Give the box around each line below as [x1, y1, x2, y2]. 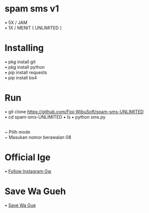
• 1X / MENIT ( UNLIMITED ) [4, 24, 62, 30]
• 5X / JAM [4, 19, 28, 25]
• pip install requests [4, 69, 48, 75]
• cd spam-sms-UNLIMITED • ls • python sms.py [4, 114, 106, 120]
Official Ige [4, 152, 51, 163]
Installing [4, 42, 44, 54]
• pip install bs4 [4, 74, 37, 80]
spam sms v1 [4, 3, 59, 14]
